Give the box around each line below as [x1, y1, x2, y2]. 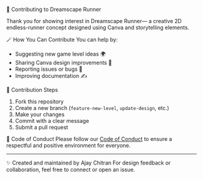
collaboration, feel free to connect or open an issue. [6, 166, 135, 173]
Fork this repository [14, 98, 64, 105]
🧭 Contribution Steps [6, 86, 59, 93]
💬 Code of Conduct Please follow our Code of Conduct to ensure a [6, 135, 172, 142]
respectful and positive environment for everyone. [6, 142, 131, 149]
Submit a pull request [14, 124, 68, 131]
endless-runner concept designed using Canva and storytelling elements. [6, 24, 190, 31]
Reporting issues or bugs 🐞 [14, 65, 83, 73]
